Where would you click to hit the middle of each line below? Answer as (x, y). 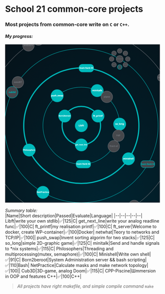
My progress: (19, 36)
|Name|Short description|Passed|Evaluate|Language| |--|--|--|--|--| (74, 216)
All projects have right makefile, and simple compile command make (85, 286)
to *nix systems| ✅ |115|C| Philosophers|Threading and (59, 249)
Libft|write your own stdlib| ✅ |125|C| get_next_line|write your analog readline (82, 221)
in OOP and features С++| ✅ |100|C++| (43, 276)
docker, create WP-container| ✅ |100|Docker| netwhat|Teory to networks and (82, 232)
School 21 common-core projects (74, 9)
